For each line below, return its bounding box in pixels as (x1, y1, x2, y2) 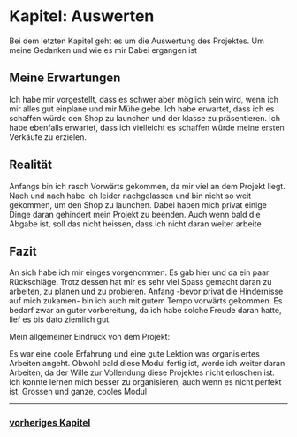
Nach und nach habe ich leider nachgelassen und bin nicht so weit (9, 190, 252, 201)
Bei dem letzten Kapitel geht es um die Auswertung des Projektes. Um (9, 35, 265, 46)
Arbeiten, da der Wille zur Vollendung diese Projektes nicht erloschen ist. (9, 367, 276, 378)
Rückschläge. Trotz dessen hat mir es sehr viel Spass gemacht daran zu (9, 277, 272, 287)
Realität (9, 157, 53, 172)
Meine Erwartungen (9, 71, 121, 86)
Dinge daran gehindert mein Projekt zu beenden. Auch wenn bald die (9, 209, 261, 219)
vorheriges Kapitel (9, 417, 91, 429)
